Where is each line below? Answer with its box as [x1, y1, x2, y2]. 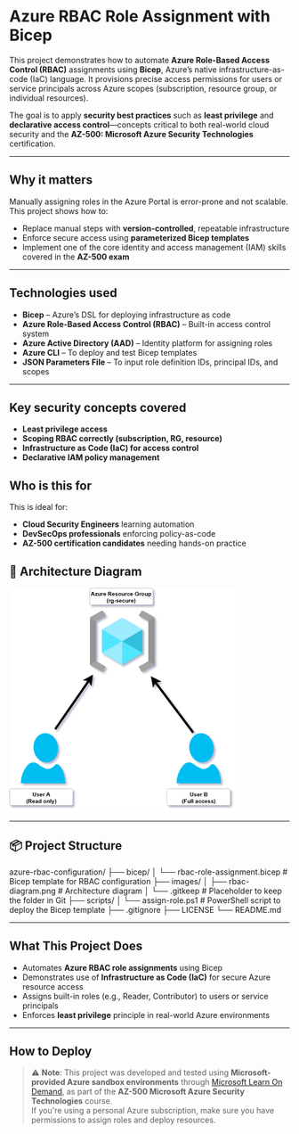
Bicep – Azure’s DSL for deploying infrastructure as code [21, 309, 231, 320]
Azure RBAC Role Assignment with [9, 6, 271, 27]
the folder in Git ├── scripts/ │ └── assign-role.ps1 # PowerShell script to [9, 894, 281, 906]
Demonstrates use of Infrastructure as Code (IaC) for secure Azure [21, 972, 271, 982]
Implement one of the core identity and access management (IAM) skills [21, 242, 287, 252]
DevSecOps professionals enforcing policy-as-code [21, 529, 216, 539]
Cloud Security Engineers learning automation [21, 519, 195, 530]
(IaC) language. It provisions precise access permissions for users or [29, 73, 283, 84]
